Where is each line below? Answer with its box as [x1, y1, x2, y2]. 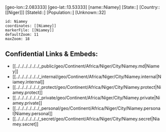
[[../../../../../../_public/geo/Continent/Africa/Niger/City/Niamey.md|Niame [12, 63, 160, 69]
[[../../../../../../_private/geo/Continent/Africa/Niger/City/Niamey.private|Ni [12, 94, 160, 101]
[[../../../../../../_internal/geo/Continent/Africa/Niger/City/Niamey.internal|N [12, 73, 162, 79]
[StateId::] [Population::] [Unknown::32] [25, 9, 106, 15]
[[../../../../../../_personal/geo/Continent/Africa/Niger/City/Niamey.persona [12, 105, 161, 111]
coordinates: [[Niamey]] [5, 23, 56, 28]
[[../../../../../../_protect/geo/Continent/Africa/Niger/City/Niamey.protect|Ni [12, 84, 161, 90]
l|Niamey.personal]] [12, 110, 53, 116]
